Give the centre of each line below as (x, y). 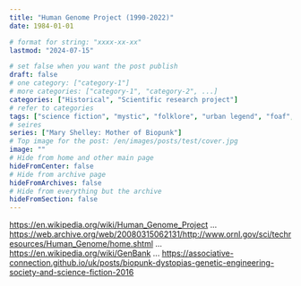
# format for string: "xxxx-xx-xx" (76, 42)
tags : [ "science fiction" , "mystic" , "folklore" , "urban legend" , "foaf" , (152, 116)
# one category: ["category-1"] (69, 83)
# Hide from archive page (57, 174)
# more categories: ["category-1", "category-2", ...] (114, 91)
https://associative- (198, 253)
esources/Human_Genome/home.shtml (82, 244)
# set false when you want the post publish (94, 67)
